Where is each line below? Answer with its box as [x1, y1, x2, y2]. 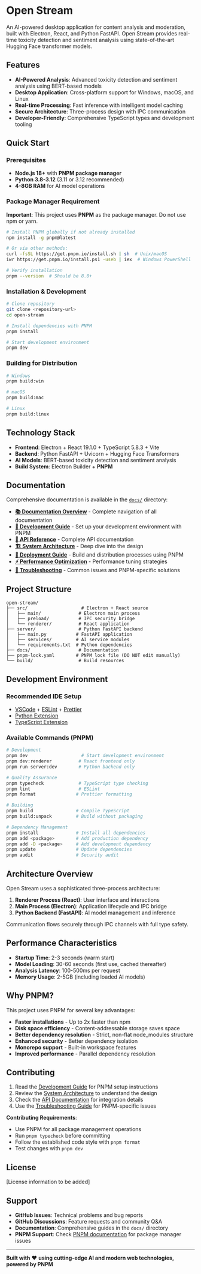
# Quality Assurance [6, 774, 58, 780]
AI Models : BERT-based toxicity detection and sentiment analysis [14, 456, 176, 463]
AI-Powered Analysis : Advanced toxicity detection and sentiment [14, 76, 178, 83]
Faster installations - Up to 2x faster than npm [14, 1018, 130, 1025]
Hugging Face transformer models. [6, 43, 93, 50]
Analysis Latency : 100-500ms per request [14, 967, 121, 974]
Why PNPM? [6, 991, 54, 1001]
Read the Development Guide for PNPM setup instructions [14, 1083, 159, 1090]
